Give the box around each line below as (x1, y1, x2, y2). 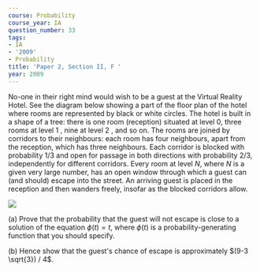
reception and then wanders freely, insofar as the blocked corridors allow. (8, 184, 248, 193)
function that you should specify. (8, 230, 115, 240)
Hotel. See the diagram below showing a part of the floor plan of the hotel (8, 100, 247, 110)
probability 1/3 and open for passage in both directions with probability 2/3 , (8, 151, 253, 160)
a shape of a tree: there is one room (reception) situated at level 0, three (8, 117, 242, 126)
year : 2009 (8, 70, 44, 78)
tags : (8, 33, 26, 42)
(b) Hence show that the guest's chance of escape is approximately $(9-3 (8, 246, 249, 255)
